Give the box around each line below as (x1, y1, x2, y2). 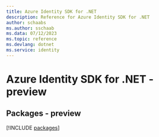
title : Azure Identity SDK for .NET (6, 8, 97, 15)
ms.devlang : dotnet (6, 42, 55, 48)
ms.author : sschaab (6, 25, 55, 31)
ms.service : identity (6, 47, 60, 53)
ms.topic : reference (6, 36, 58, 42)
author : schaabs (6, 19, 46, 25)
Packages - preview (6, 109, 81, 119)
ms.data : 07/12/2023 (6, 31, 58, 37)
